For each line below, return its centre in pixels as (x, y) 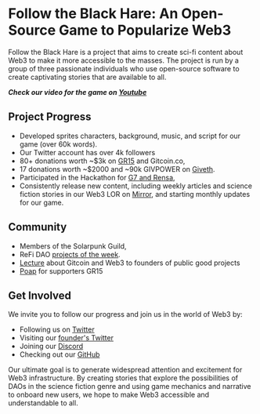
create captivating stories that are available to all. (87, 77)
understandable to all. (43, 403)
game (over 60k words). (58, 144)
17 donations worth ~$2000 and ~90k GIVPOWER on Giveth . (117, 169)
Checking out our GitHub (60, 354)
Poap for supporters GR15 (61, 271)
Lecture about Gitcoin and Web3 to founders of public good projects (130, 263)
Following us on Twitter (57, 329)
